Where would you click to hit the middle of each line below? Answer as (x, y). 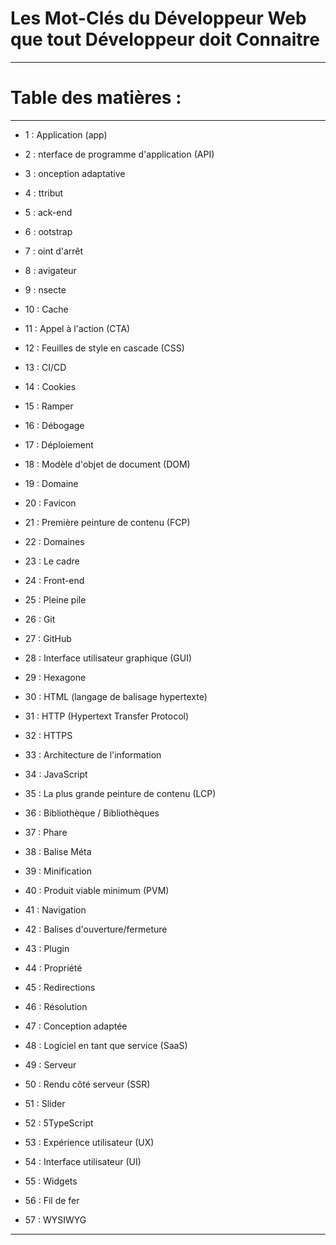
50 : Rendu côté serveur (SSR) (87, 1084)
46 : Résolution (56, 1006)
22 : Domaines (54, 541)
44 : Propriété (53, 968)
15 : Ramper (49, 406)
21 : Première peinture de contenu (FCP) (107, 522)
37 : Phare (46, 832)
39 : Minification (58, 871)
